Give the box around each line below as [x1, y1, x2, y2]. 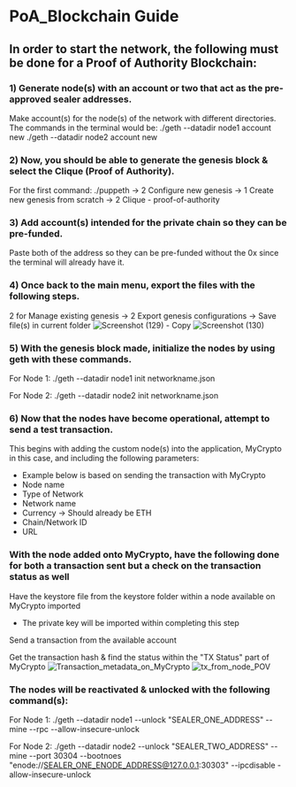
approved [9, 93, 51, 105]
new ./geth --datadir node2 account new [9, 131, 158, 143]
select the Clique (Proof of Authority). [9, 165, 175, 177]
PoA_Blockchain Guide [9, 6, 179, 27]
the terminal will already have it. [9, 257, 125, 267]
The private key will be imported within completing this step [21, 617, 240, 628]
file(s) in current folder [9, 320, 91, 330]
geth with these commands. [9, 352, 133, 365]
